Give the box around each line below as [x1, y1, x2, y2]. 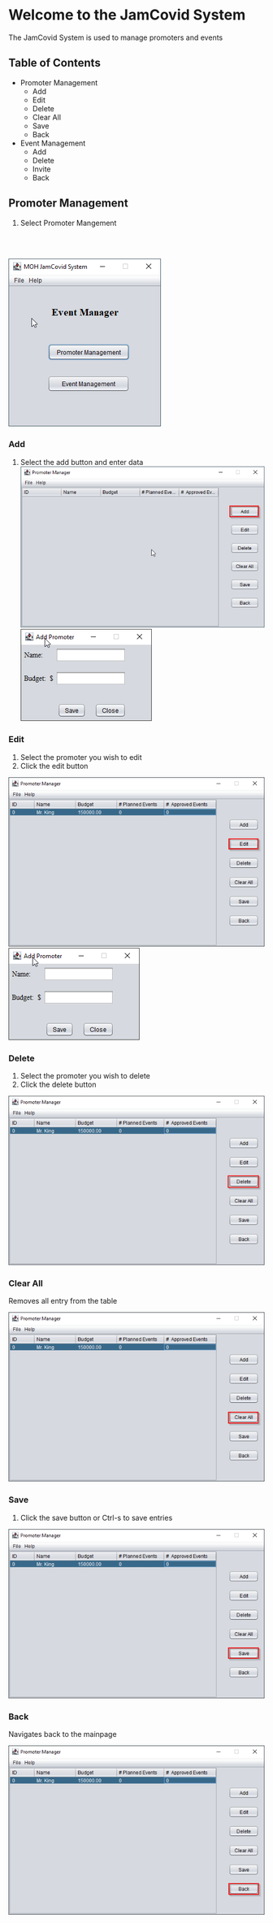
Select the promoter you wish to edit [19, 752, 142, 762]
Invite [32, 164, 51, 174]
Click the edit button [19, 761, 89, 771]
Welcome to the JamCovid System [8, 6, 246, 24]
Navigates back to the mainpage [8, 1730, 117, 1739]
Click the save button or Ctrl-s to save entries [19, 1513, 173, 1522]
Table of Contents [8, 56, 102, 70]
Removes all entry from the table [8, 1296, 118, 1306]
